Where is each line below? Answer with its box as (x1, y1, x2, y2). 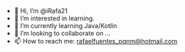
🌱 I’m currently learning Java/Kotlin (14, 22, 117, 30)
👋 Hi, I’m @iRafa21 (14, 7, 68, 15)
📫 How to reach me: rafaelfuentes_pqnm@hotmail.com (14, 37, 178, 45)
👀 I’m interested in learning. (14, 14, 95, 22)
